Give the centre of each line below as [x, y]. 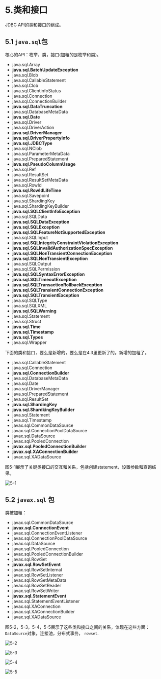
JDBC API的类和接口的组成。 [34, 25]
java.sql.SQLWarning [34, 311]
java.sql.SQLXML [29, 305]
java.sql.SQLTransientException [46, 295]
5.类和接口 [27, 10]
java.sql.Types [27, 337]
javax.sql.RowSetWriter [36, 591]
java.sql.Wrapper [29, 342]
